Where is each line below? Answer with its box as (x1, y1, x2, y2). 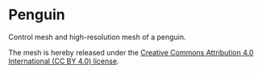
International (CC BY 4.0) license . (8, 56, 119, 66)
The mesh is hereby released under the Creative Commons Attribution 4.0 (8, 47, 254, 57)
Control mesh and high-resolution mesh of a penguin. (8, 32, 187, 42)
